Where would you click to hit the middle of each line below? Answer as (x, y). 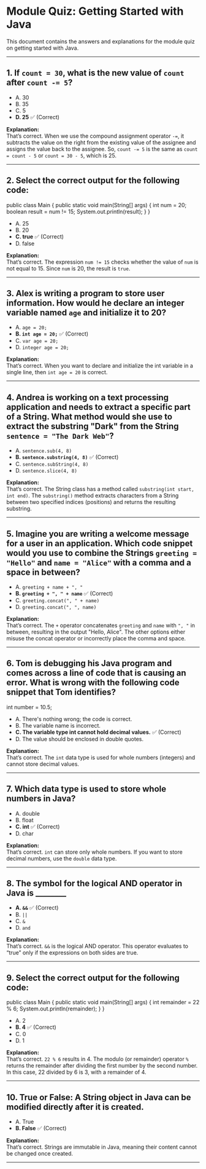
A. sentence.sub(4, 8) (44, 451)
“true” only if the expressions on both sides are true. (72, 953)
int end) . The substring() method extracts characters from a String (93, 495)
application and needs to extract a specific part (99, 407)
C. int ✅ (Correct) (37, 826)
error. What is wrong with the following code (93, 683)
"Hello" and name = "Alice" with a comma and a (99, 563)
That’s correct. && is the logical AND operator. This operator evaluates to (97, 946)
